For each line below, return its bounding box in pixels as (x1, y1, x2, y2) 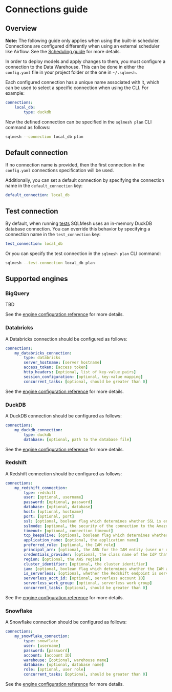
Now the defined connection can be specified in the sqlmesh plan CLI (5, 119, 152, 125)
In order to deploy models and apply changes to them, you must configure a (5, 58, 166, 65)
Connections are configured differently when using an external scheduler (5, 43, 160, 49)
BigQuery (5, 290, 30, 297)
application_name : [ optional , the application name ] (24, 538, 139, 543)
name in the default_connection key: (5, 183, 83, 189)
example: (5, 90, 25, 96)
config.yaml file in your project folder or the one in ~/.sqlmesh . (5, 69, 137, 75)
